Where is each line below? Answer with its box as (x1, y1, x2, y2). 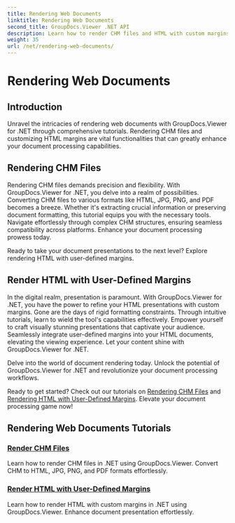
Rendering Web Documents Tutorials (7, 422, 171, 435)
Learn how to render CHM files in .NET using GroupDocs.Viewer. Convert (7, 459, 218, 468)
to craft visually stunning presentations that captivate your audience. (7, 322, 205, 331)
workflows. (7, 373, 40, 382)
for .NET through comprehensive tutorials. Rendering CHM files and (7, 127, 203, 135)
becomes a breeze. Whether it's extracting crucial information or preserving (7, 203, 226, 211)
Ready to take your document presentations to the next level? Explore (7, 246, 208, 254)
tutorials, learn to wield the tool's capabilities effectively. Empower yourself (7, 315, 224, 323)
